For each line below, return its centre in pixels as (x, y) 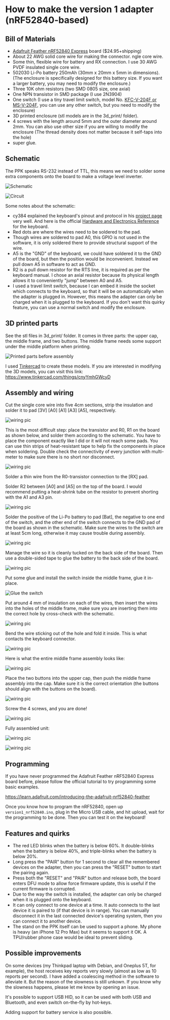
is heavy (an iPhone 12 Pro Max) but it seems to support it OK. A (79, 932)
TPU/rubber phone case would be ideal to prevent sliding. (73, 937)
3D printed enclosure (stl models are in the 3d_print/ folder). (75, 116)
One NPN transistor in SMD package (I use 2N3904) (67, 94)
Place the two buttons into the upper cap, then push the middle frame (78, 678)
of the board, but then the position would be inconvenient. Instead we (85, 259)
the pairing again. (31, 873)
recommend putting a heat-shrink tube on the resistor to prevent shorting (82, 492)
